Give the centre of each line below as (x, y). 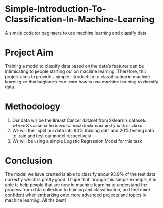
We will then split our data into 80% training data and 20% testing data (83, 130)
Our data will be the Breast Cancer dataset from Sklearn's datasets (79, 120)
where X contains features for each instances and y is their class (77, 125)
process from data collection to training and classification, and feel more (78, 189)
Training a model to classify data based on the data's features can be (74, 66)
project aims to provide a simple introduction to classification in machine (78, 76)
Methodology (33, 107)
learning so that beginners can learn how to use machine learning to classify (82, 82)
